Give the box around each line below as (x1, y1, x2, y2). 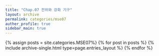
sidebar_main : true (5, 26, 46, 31)
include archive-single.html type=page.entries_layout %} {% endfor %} (5, 45, 153, 51)
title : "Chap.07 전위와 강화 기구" (5, 7, 72, 12)
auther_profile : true (5, 21, 51, 26)
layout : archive (5, 12, 39, 17)
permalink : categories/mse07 (5, 16, 66, 21)
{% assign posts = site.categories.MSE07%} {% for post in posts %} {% (5, 39, 154, 45)
